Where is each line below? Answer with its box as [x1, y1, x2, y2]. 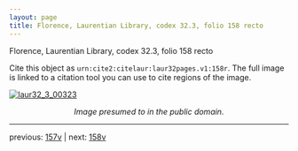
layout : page [9, 12, 58, 22]
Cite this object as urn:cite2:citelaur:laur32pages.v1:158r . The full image [9, 63, 285, 73]
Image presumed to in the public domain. [74, 106, 224, 117]
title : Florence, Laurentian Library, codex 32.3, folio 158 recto [9, 21, 264, 30]
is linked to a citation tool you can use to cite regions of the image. [9, 72, 252, 82]
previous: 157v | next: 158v [9, 132, 106, 142]
